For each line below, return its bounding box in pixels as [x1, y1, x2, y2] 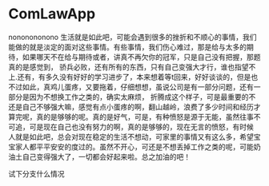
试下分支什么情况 [8, 168, 65, 178]
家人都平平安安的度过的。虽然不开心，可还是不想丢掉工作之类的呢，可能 [14, 141, 254, 152]
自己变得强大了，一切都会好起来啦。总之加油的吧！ [22, 152, 191, 161]
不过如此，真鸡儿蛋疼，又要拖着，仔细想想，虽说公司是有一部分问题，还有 [8, 81, 254, 92]
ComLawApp [8, 5, 96, 23]
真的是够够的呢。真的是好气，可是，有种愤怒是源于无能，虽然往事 [35, 112, 254, 121]
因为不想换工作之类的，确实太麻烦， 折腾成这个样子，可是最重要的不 [29, 92, 256, 101]
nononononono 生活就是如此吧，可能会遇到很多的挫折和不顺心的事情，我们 [8, 32, 257, 42]
